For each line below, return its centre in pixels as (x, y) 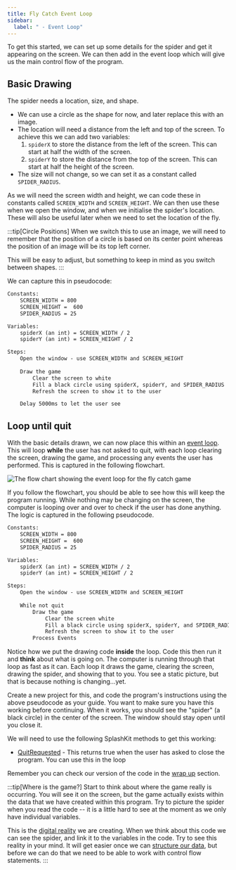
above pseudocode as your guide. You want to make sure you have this (111, 703)
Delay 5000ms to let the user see (70, 404)
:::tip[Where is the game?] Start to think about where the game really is (110, 787)
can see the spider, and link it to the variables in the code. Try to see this (112, 838)
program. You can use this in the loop (72, 760)
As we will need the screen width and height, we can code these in (104, 196)
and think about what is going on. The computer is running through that (111, 659)
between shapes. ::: (36, 267)
